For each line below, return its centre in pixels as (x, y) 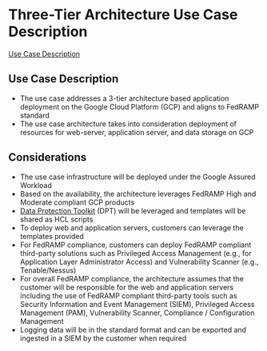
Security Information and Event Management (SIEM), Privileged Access (137, 304)
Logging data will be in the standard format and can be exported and (133, 329)
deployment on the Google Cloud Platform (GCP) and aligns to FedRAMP (139, 106)
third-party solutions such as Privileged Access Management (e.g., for (135, 253)
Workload (36, 185)
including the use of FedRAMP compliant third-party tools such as (128, 295)
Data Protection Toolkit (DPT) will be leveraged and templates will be (133, 210)
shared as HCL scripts (56, 219)
